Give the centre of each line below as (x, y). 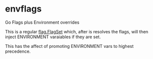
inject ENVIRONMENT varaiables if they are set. (53, 37)
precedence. (18, 51)
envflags (23, 9)
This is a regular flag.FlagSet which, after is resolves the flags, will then (77, 31)
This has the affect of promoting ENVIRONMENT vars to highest (69, 46)
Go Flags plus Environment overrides (42, 22)
